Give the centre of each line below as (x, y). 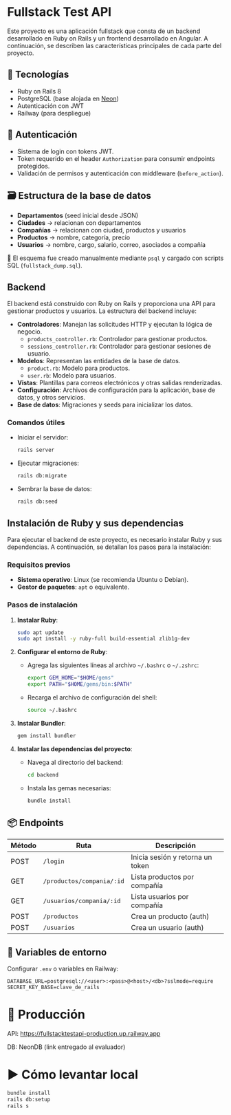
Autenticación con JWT (50, 106)
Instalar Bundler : (41, 723)
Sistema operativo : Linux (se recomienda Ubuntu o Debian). (103, 580)
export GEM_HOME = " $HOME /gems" (71, 678)
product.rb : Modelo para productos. (79, 368)
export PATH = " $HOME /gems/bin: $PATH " (80, 684)
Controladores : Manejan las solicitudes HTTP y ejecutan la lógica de (114, 325)
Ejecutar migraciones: (48, 463)
